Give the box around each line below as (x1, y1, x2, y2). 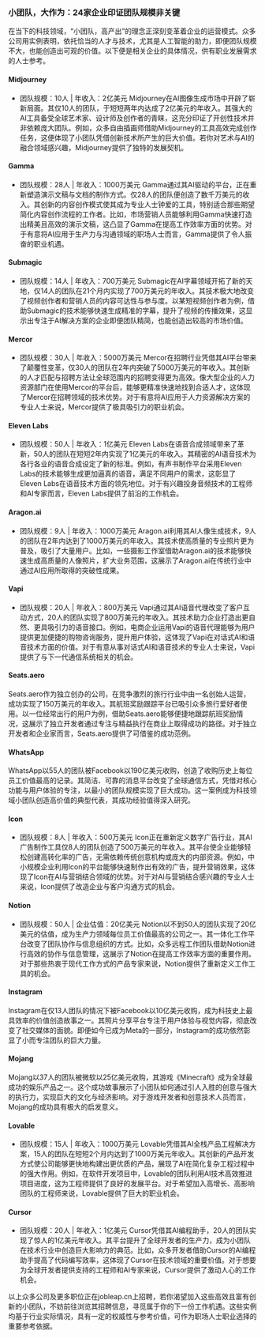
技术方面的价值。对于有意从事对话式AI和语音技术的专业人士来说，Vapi (26, 642, 255, 651)
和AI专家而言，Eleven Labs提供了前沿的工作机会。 (19, 488, 184, 499)
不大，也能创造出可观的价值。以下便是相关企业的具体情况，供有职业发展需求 (8, 46, 257, 56)
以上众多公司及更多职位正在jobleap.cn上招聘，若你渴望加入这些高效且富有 (8, 1292, 250, 1302)
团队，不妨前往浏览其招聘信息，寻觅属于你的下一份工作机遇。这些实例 (28, 1302, 257, 1311)
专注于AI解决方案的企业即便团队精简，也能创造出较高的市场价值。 (33, 315, 248, 325)
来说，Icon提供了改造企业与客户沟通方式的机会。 (19, 882, 180, 891)
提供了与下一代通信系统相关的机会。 (19, 652, 138, 661)
